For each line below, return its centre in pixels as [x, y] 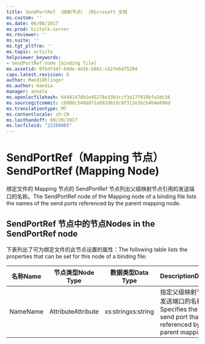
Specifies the [179, 309]
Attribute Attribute [74, 311]
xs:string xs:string [129, 311]
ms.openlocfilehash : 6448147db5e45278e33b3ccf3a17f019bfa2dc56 [88, 97]
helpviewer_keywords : [34, 57]
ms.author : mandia [30, 86]
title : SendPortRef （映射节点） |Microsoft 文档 [67, 12]
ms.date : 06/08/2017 [33, 23]
